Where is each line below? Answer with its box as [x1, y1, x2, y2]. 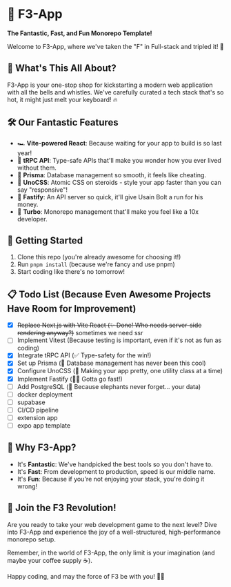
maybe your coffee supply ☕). [7, 556, 93, 564]
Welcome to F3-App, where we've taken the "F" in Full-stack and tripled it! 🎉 [7, 42, 224, 50]
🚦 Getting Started [7, 235, 83, 246]
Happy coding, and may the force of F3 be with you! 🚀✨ [7, 572, 165, 580]
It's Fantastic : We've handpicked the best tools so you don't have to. [17, 460, 213, 468]
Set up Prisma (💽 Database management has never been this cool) [17, 359, 206, 368]
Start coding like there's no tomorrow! [17, 268, 125, 276]
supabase [17, 398, 46, 406]
